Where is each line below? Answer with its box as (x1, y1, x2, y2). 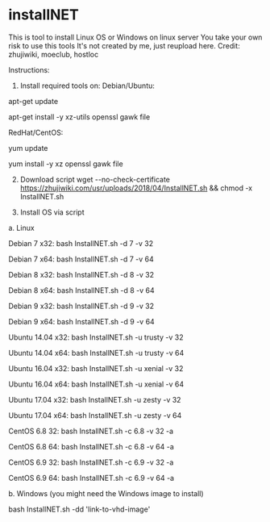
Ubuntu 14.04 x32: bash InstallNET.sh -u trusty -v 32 (8, 332, 184, 342)
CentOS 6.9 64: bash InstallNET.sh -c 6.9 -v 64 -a (8, 473, 175, 482)
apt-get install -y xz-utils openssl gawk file (8, 111, 151, 122)
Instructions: (8, 65, 50, 74)
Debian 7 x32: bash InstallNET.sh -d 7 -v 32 (8, 238, 154, 248)
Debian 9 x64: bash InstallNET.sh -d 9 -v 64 (8, 316, 155, 326)
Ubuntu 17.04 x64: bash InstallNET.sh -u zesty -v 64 (8, 410, 182, 420)
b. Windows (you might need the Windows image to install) (8, 488, 204, 498)
